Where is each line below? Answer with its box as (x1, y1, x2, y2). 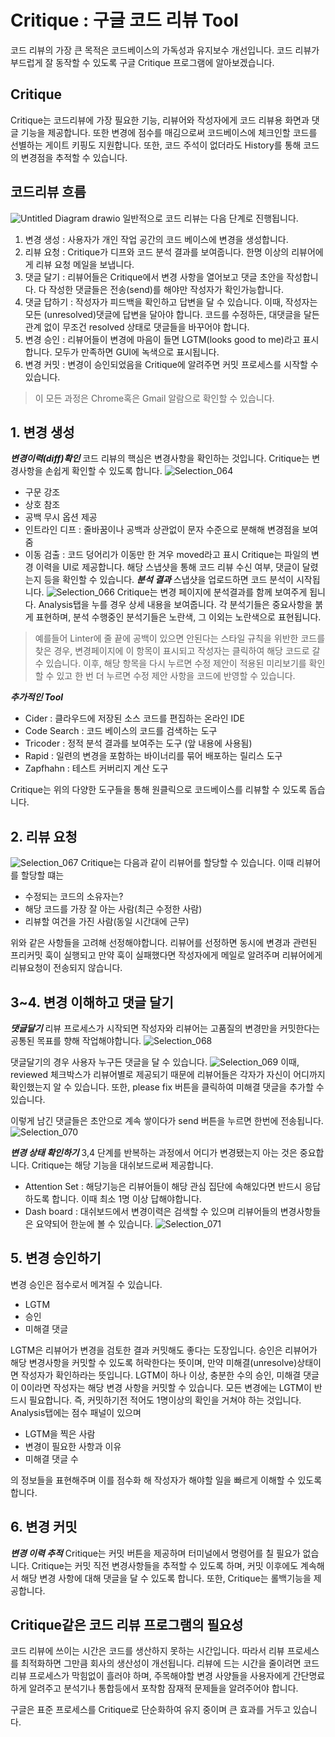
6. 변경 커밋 (10, 1519, 78, 1536)
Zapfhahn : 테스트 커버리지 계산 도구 (24, 762, 169, 775)
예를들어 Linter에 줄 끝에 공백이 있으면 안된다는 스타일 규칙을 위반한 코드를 (34, 632, 326, 645)
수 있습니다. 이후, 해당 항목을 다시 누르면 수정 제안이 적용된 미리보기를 (34, 657, 307, 670)
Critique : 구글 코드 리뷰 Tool (10, 9, 239, 32)
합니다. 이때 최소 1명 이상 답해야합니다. (51, 1193, 202, 1205)
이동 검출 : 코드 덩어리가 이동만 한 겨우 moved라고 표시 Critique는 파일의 (24, 549, 309, 561)
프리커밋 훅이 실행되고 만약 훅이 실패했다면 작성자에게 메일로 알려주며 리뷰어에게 (10, 949, 323, 961)
